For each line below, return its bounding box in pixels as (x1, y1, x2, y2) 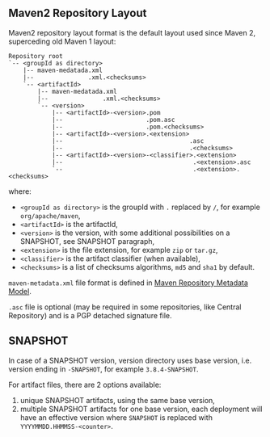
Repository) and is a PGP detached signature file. (8, 310, 172, 320)
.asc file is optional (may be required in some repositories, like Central (8, 302, 242, 312)
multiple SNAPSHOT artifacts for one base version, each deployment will (19, 404, 263, 414)
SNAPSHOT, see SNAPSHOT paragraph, (19, 236, 155, 246)
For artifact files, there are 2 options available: (8, 380, 162, 389)
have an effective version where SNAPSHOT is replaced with (19, 412, 213, 422)
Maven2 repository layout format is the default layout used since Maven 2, (8, 27, 256, 37)
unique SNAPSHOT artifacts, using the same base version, (19, 395, 216, 405)
